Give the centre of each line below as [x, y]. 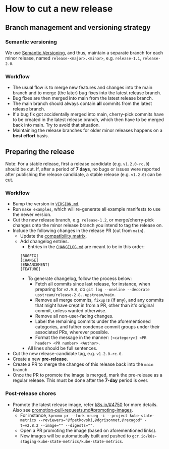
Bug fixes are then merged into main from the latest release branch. [83, 98]
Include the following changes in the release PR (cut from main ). [79, 231]
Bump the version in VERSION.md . [46, 204]
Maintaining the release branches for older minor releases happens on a [88, 130]
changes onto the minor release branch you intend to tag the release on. [88, 226]
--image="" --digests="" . [67, 425]
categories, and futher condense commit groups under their [97, 327]
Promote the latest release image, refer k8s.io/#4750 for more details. [85, 405]
